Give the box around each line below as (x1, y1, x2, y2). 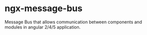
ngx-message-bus (4, 3, 82, 14)
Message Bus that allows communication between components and (4, 19, 143, 25)
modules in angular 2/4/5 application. (4, 24, 81, 30)
